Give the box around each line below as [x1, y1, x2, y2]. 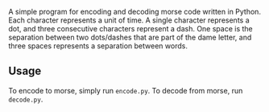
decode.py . [8, 94, 43, 104]
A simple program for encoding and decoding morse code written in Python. [8, 7, 262, 16]
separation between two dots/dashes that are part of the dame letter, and [8, 32, 252, 42]
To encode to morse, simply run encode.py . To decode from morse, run [8, 85, 243, 95]
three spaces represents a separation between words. [8, 41, 188, 51]
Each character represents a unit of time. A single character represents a [8, 15, 250, 25]
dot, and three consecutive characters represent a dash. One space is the [8, 24, 254, 33]
